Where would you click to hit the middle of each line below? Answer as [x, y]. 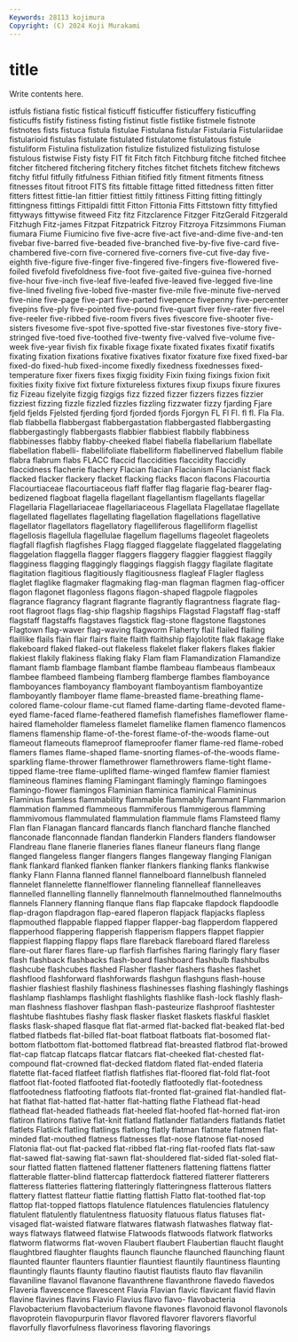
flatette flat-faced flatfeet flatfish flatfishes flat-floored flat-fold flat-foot [140, 1073]
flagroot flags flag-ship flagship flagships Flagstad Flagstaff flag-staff [153, 611]
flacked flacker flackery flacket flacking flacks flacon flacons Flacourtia [140, 479]
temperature [32, 375]
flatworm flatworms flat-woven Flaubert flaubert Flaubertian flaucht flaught [146, 1243]
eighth [21, 262]
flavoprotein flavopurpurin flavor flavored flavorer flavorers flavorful [133, 1318]
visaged [24, 1224]
